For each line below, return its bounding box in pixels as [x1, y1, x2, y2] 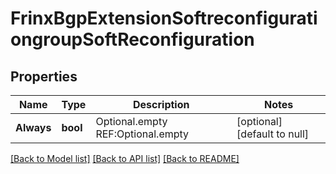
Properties [10, 68, 78, 85]
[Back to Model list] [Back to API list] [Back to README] [10, 153, 240, 164]
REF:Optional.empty [95, 127, 190, 141]
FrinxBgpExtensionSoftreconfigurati [10, 7, 318, 30]
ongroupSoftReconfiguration [10, 28, 255, 51]
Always [15, 121, 52, 134]
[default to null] [236, 127, 310, 141]
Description [133, 98, 190, 111]
